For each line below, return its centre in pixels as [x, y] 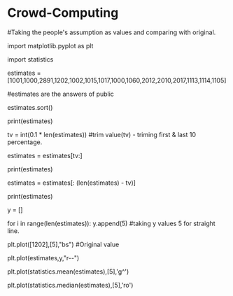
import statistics [30, 59]
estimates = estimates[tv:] [45, 155]
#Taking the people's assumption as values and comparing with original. [112, 32]
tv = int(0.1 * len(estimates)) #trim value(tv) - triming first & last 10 [102, 134]
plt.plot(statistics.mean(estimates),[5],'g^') [68, 272]
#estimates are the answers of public [61, 94]
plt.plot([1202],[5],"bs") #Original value [63, 244]
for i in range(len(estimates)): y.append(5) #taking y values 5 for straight [111, 223]
